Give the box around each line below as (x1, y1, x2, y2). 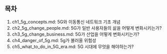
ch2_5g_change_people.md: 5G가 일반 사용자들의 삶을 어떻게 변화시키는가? (11, 25, 162, 31)
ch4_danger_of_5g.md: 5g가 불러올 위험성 (11, 37, 96, 43)
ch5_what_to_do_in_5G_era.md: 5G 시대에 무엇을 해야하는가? (11, 44, 134, 50)
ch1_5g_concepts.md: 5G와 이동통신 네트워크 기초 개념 (11, 19, 121, 25)
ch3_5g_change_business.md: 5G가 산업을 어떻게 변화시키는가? (11, 31, 139, 37)
